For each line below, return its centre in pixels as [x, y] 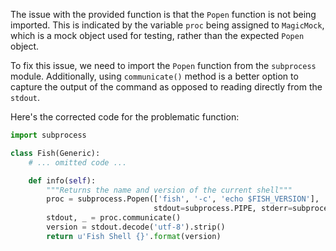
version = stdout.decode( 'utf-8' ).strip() [136, 227]
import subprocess [48, 135]
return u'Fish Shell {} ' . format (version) [134, 236]
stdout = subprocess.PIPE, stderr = [223, 209]
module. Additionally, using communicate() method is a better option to [154, 76]
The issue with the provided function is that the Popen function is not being [163, 14]
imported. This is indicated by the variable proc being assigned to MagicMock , [167, 25]
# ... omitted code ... [78, 162]
